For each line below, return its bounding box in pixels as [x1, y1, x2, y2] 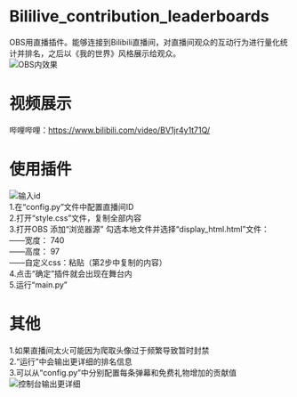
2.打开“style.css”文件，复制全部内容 [9, 212, 142, 223]
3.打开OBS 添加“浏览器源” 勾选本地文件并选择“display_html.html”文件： [9, 223, 269, 234]
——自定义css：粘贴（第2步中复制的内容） [9, 256, 167, 268]
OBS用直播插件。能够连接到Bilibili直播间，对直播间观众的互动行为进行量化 [9, 36, 280, 47]
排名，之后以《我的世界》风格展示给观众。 [24, 47, 181, 59]
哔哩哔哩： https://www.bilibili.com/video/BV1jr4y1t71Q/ [9, 125, 211, 135]
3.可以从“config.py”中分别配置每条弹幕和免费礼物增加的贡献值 [9, 367, 237, 377]
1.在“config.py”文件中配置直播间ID [9, 201, 134, 212]
